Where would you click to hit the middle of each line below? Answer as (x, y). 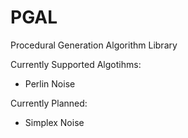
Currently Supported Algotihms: (76, 64)
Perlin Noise (50, 83)
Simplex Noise (54, 122)
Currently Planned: (49, 103)
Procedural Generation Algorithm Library (94, 45)
